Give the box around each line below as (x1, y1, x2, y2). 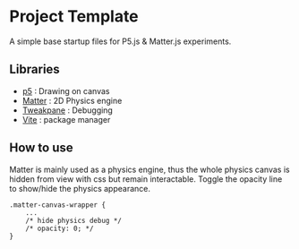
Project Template (9, 6, 139, 27)
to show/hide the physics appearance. (9, 183, 150, 193)
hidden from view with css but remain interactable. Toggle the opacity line (9, 173, 283, 185)
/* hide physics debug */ (25, 216, 123, 225)
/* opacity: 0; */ (25, 224, 94, 233)
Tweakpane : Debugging (21, 105, 114, 116)
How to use (9, 141, 73, 156)
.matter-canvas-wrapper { (9, 200, 106, 210)
